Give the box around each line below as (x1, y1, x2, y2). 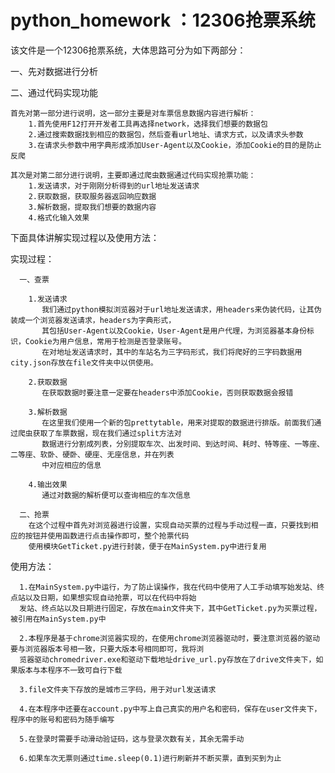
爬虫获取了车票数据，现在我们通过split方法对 (17, 428, 182, 438)
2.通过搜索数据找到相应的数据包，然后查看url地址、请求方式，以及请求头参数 (28, 129, 304, 140)
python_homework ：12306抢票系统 (10, 9, 316, 32)
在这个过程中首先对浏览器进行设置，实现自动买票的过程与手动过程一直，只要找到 (28, 520, 312, 530)
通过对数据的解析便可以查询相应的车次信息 (41, 490, 191, 500)
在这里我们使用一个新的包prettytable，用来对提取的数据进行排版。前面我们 (41, 417, 315, 428)
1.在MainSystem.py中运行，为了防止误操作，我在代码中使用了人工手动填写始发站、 (19, 582, 318, 592)
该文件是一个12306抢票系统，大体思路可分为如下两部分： (10, 44, 247, 56)
